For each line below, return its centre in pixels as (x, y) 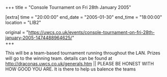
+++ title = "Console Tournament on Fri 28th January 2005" (68, 7)
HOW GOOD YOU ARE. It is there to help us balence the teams (71, 69)
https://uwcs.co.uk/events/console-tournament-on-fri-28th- (92, 32)
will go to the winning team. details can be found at (59, 58)
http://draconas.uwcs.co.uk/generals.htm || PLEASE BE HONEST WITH (80, 64)
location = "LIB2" (23, 23)
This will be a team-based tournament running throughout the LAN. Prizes (83, 53)
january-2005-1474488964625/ (39, 38)
